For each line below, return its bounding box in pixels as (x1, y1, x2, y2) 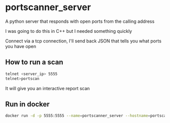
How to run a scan (5, 58, 63, 67)
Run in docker (5, 100, 50, 108)
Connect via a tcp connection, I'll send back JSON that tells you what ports (5, 37, 162, 44)
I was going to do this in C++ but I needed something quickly (5, 28, 133, 34)
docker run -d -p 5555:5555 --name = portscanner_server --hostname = (5, 113, 151, 118)
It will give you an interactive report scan (5, 85, 90, 91)
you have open (5, 43, 36, 49)
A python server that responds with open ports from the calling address (5, 18, 155, 24)
